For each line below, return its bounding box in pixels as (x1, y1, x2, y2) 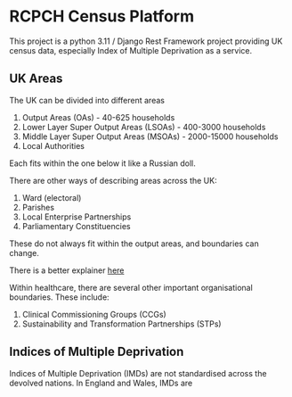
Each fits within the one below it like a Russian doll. (9, 158, 196, 169)
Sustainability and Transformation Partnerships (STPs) (21, 318, 222, 329)
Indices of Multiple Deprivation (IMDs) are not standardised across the (9, 368, 267, 378)
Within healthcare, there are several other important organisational (9, 282, 254, 293)
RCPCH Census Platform (9, 6, 194, 27)
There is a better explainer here (9, 265, 125, 276)
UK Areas (9, 71, 63, 87)
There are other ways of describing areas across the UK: (9, 175, 217, 186)
